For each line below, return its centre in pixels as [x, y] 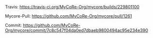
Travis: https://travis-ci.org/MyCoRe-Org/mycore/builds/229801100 [72, 7]
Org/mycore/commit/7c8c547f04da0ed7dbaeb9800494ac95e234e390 [77, 30]
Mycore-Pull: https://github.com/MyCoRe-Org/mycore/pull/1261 [69, 16]
